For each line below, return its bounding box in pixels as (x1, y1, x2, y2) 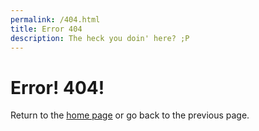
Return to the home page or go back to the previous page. (10, 109, 250, 121)
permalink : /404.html (10, 14, 101, 25)
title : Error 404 (10, 24, 83, 34)
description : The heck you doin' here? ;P (10, 33, 190, 43)
